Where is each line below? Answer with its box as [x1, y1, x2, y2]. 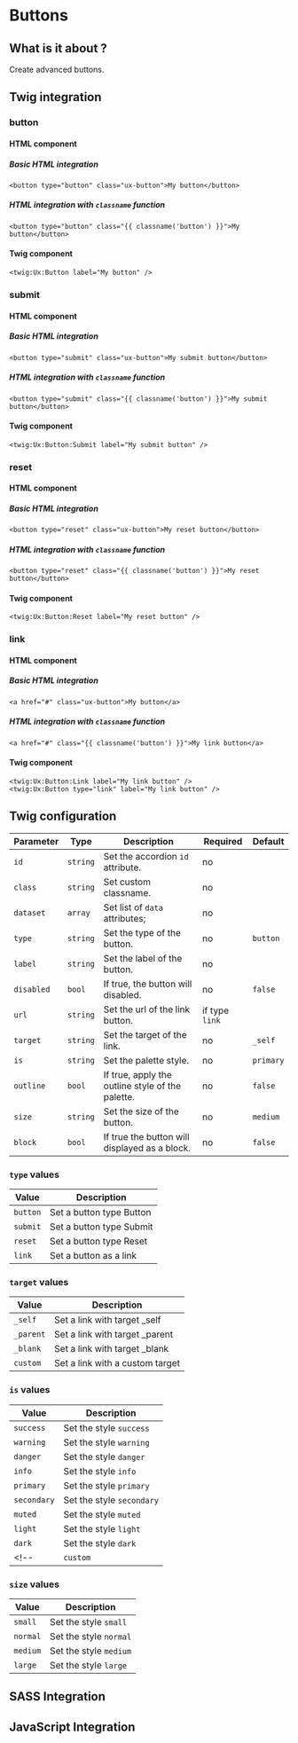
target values [9, 1276, 69, 1289]
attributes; [103, 912, 146, 924]
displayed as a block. [103, 1142, 192, 1154]
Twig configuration [9, 809, 117, 824]
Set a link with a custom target [54, 1357, 180, 1370]
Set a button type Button [50, 1206, 152, 1219]
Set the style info [63, 1464, 137, 1477]
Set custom [103, 875, 151, 888]
